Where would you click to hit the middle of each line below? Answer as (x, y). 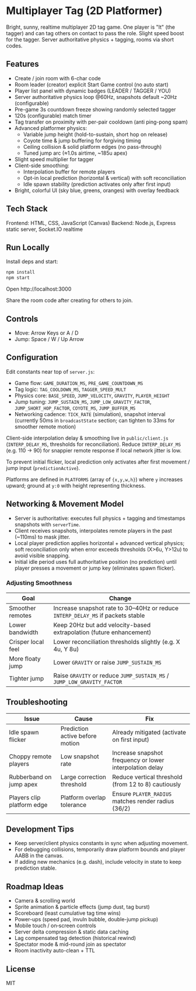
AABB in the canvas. (39, 856)
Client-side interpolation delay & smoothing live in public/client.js (87, 438)
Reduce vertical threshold (147, 777)
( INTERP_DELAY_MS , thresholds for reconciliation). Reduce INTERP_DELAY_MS (94, 444)
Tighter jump (27, 678)
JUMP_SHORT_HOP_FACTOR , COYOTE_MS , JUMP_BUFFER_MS (75, 408)
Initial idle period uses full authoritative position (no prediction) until (95, 561)
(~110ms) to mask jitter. (42, 537)
